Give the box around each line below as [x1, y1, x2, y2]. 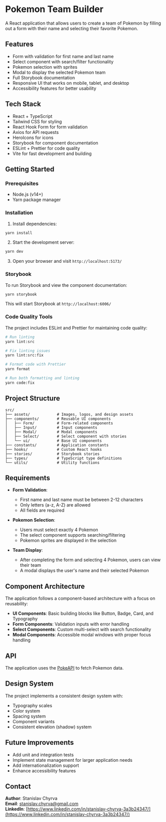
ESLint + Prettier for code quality [12, 145, 80, 151]
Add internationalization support [12, 762, 79, 768]
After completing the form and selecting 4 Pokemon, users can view [20, 557, 161, 563]
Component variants [12, 718, 55, 724]
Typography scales [12, 702, 53, 708]
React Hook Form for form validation [12, 124, 88, 130]
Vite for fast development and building [12, 150, 92, 156]
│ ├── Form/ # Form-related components [5, 420, 113, 426]
